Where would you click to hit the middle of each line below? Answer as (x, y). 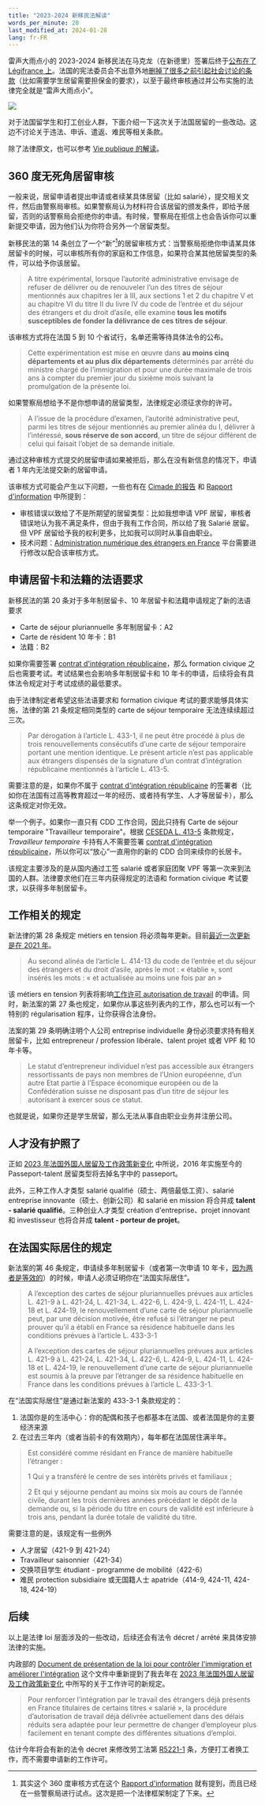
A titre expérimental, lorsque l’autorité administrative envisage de (133, 279)
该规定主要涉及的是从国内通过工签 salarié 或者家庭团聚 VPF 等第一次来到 (126, 868)
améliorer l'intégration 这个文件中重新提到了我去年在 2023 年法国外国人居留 (131, 1673)
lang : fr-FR (28, 37)
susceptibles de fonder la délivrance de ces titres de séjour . (128, 320)
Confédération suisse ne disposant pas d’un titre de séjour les (128, 1092)
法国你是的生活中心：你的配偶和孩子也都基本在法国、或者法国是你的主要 (137, 1417)
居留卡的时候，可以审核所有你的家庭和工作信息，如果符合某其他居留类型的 (129, 253)
